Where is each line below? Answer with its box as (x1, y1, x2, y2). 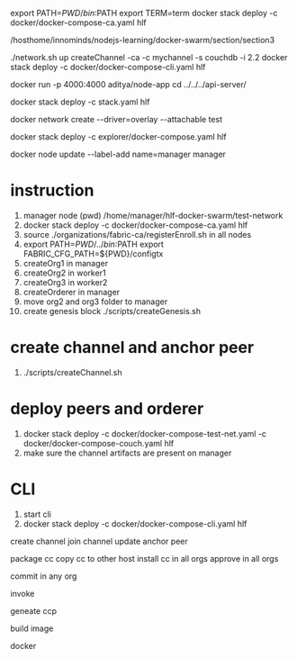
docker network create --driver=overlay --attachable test (10, 114, 223, 124)
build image (10, 623, 54, 634)
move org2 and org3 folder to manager (22, 296, 168, 307)
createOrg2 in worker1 (22, 267, 106, 278)
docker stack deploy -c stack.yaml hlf (10, 96, 150, 107)
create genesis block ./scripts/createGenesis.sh (22, 305, 202, 316)
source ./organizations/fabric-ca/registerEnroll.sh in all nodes (22, 229, 252, 239)
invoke (10, 588, 35, 599)
